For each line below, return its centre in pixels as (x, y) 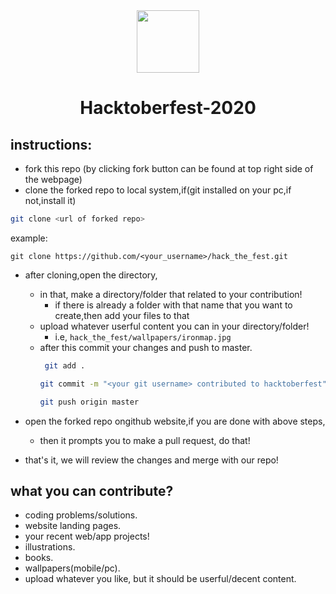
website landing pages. (73, 526)
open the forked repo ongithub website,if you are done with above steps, (175, 421)
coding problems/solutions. (81, 515)
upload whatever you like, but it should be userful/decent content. (160, 579)
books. (39, 558)
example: (29, 238)
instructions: (51, 144)
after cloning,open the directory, (91, 275)
